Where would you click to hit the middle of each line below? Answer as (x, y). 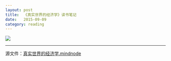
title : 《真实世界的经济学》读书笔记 (41, 15)
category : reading (25, 24)
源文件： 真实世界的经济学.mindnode (43, 53)
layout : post (19, 10)
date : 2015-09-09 (26, 19)
